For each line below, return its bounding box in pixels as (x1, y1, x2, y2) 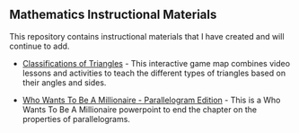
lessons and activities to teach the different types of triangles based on (22, 67, 286, 78)
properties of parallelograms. (22, 113, 130, 124)
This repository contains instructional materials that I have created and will (9, 31, 285, 41)
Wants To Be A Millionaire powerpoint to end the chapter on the (22, 103, 258, 115)
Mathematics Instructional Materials (9, 7, 217, 22)
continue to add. (9, 40, 70, 51)
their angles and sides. (22, 76, 107, 88)
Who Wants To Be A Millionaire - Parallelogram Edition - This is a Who (22, 94, 281, 105)
